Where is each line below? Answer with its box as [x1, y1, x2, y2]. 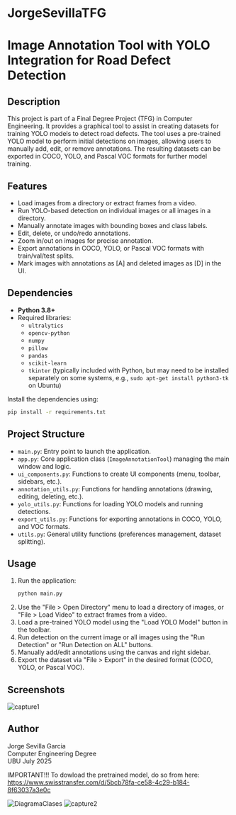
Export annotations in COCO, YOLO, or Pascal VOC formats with [17, 244, 204, 252]
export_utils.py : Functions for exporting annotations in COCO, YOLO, [17, 515, 223, 523]
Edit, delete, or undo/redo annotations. [17, 229, 131, 237]
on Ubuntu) [28, 381, 62, 389]
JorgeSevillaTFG [7, 5, 107, 21]
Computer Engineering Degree [7, 749, 97, 758]
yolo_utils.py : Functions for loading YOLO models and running [17, 499, 203, 508]
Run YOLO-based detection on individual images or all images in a [17, 207, 211, 215]
